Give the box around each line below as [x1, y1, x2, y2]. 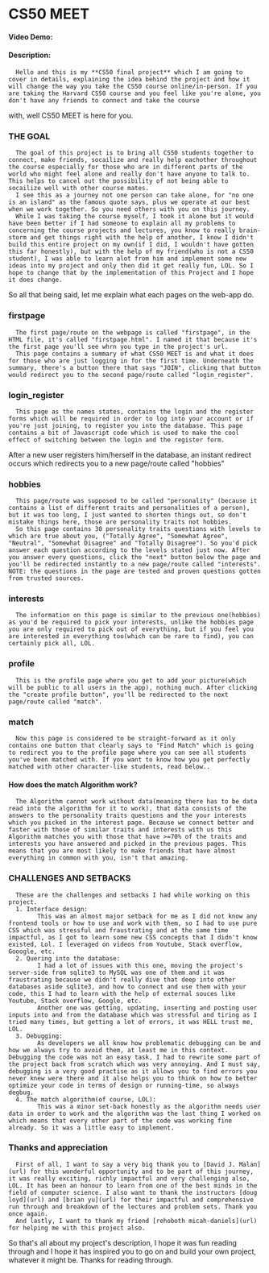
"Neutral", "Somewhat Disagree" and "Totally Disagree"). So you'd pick [8, 539, 258, 548]
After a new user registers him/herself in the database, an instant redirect [8, 450, 252, 459]
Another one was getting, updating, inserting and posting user [37, 1004, 258, 1012]
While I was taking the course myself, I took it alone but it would [15, 213, 254, 221]
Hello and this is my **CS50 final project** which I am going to [15, 68, 243, 77]
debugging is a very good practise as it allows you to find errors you [8, 1067, 258, 1076]
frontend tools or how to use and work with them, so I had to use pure [8, 919, 258, 927]
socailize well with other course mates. [8, 185, 150, 193]
